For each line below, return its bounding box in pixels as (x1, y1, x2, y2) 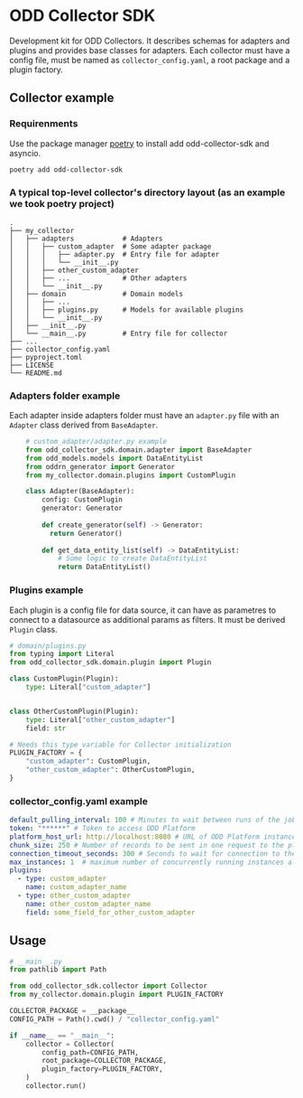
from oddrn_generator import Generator (25, 462, 176, 471)
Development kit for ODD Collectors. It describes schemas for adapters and (9, 35, 290, 46)
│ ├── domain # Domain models (9, 289, 183, 298)
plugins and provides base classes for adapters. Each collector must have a (9, 44, 290, 55)
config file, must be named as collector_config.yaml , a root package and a (9, 54, 290, 65)
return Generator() (49, 529, 124, 538)
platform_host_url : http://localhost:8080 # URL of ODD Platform (9, 832, 260, 841)
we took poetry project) (9, 198, 115, 211)
